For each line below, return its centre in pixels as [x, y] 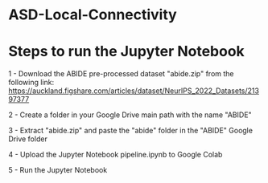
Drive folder [28, 139]
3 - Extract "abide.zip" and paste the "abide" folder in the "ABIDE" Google [131, 131]
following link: [31, 83]
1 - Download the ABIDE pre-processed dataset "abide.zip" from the [122, 74]
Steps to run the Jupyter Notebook [127, 52]
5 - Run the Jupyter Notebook [58, 170]
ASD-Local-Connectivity [93, 15]
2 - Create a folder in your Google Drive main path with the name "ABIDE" [130, 115]
